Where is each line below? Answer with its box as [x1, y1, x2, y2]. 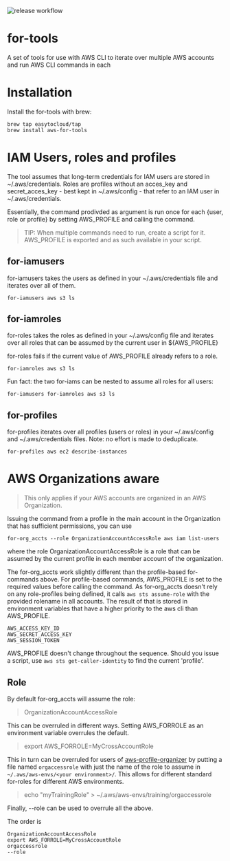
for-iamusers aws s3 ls [7, 295, 76, 301]
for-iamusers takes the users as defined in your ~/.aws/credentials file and [7, 274, 218, 282]
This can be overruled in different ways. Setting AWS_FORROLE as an [7, 721, 204, 730]
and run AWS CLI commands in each [7, 61, 111, 69]
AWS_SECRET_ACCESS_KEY [7, 631, 72, 638]
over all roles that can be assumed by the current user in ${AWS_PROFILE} [7, 339, 218, 347]
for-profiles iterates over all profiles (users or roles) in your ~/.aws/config [7, 427, 214, 436]
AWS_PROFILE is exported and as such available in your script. [23, 235, 203, 244]
